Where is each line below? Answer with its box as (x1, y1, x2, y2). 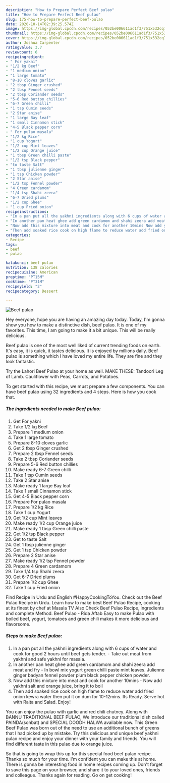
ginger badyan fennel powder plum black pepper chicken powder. (13, 672, 150, 679)
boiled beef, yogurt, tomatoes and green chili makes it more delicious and (6, 616, 158, 622)
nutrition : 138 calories (6, 265, 58, 270)
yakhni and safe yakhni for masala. (13, 656, 86, 662)
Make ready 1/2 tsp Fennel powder (13, 558, 85, 564)
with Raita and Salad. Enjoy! (13, 699, 71, 705)
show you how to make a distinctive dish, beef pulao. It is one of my (6, 322, 147, 328)
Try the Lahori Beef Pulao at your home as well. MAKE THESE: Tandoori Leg (6, 368, 163, 374)
